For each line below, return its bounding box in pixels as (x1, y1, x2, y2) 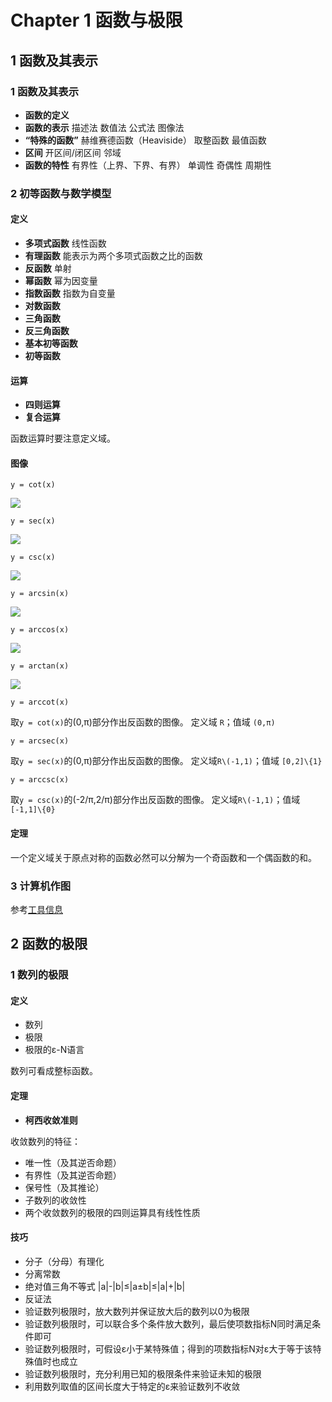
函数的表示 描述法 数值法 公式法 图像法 (24, 121, 185, 133)
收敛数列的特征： (10, 1135, 81, 1147)
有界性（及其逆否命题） (24, 1169, 122, 1181)
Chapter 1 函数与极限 (10, 9, 183, 32)
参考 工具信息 (10, 903, 63, 915)
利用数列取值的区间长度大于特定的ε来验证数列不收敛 (24, 1380, 241, 1392)
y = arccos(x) (10, 625, 70, 635)
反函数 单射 (24, 262, 72, 274)
